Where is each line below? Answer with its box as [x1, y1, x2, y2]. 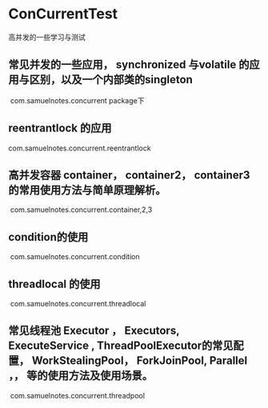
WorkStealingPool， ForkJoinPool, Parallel [31, 354, 248, 368]
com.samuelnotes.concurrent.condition [10, 252, 140, 262]
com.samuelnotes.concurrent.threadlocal [10, 299, 146, 308]
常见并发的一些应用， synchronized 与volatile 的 [8, 58, 250, 72]
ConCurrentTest [8, 5, 118, 23]
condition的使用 [8, 230, 89, 244]
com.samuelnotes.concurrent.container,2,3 [10, 205, 153, 214]
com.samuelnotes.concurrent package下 [10, 95, 145, 105]
